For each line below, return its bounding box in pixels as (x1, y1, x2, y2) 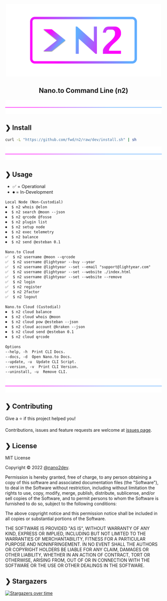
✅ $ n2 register (5, 285, 42, 290)
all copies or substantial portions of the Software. (5, 516, 106, 522)
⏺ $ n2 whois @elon (5, 205, 47, 210)
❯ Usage (5, 170, 33, 179)
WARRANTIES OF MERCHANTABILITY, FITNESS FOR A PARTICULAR (5, 536, 146, 542)
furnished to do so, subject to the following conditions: (5, 501, 117, 507)
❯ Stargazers (5, 577, 47, 586)
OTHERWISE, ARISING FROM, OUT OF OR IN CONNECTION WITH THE (5, 557, 150, 563)
